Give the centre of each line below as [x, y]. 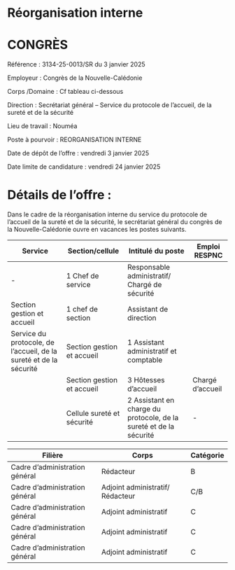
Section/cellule [93, 251]
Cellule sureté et [93, 413]
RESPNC [208, 256]
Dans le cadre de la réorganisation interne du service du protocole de [107, 214]
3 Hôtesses [146, 380]
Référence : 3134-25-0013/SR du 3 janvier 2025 [76, 64]
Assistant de [148, 310]
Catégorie [207, 455]
